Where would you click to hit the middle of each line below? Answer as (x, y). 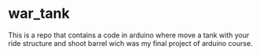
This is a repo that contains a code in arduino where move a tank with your (129, 35)
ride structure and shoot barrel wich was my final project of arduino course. (130, 43)
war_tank (39, 14)
